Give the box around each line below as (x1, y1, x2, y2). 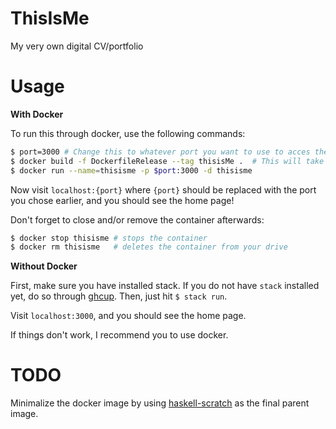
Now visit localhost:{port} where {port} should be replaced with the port (10, 183, 317, 196)
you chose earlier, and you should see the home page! (10, 194, 235, 206)
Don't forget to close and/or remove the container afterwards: (10, 213, 265, 226)
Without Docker (10, 260, 78, 272)
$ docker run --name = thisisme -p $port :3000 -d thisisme (10, 165, 253, 176)
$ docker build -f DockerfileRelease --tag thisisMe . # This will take (10, 156, 325, 166)
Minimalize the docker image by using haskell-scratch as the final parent (10, 397, 310, 409)
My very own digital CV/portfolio (10, 40, 144, 52)
